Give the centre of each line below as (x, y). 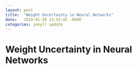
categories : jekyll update (34, 24)
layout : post (19, 10)
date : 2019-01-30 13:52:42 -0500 (43, 19)
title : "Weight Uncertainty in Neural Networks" (60, 15)
